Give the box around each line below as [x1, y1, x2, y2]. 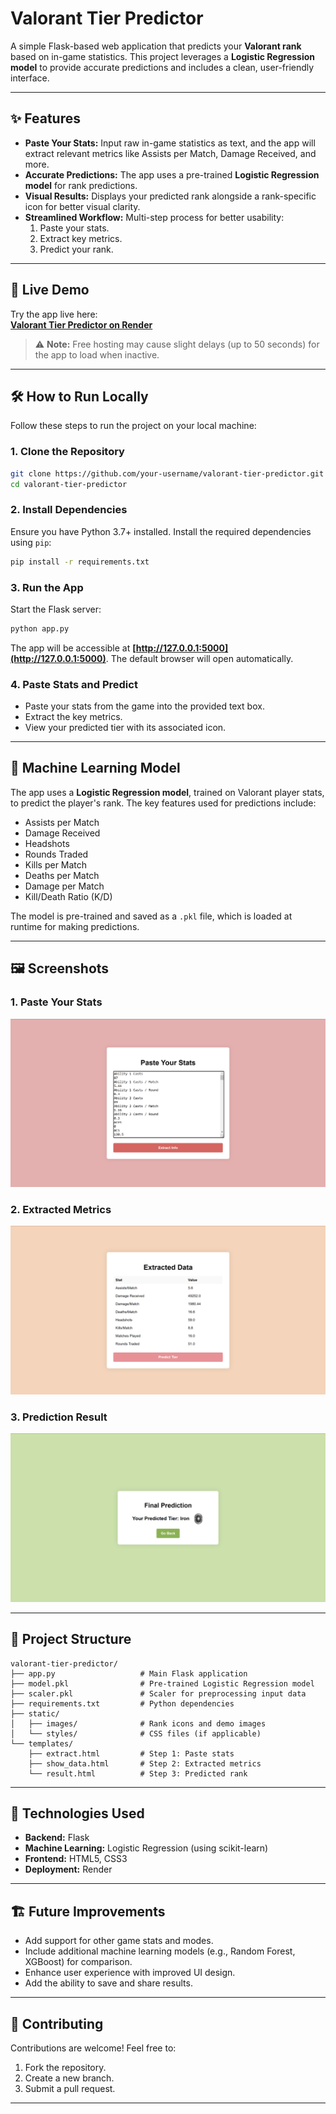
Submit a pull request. [24, 2083, 116, 2095]
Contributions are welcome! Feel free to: [10, 2042, 177, 2054]
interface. [10, 72, 50, 84]
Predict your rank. [39, 243, 114, 255]
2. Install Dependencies [10, 503, 128, 517]
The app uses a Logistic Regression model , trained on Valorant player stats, [10, 786, 325, 798]
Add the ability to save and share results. [24, 1977, 193, 1989]
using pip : [10, 536, 52, 548]
